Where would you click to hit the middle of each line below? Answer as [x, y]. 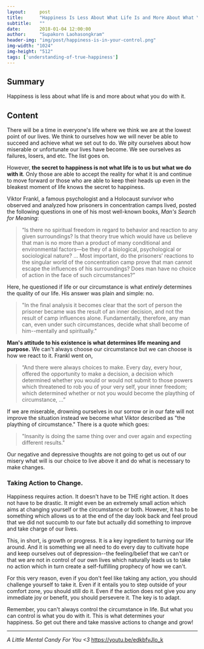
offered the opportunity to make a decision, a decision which [97, 374]
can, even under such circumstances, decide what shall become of [105, 324]
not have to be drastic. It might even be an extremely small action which [97, 503]
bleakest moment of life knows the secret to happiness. [76, 187]
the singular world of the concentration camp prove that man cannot [107, 263]
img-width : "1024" [30, 46]
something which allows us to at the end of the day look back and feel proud [102, 516]
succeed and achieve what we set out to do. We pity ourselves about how [99, 143]
